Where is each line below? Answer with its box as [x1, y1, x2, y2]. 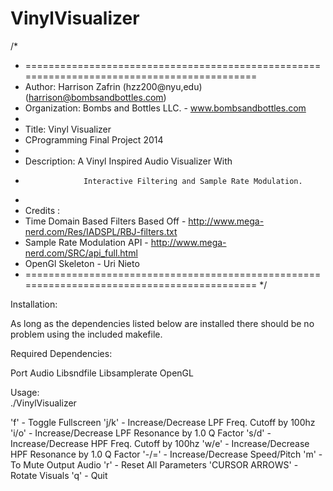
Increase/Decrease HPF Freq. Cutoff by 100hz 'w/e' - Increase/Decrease [10, 437, 310, 449]
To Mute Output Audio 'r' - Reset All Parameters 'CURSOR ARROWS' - [10, 458, 299, 471]
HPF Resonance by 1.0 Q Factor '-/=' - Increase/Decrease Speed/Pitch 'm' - [10, 448, 323, 460]
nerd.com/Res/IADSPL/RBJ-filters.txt [24, 225, 178, 237]
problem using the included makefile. [10, 328, 163, 340]
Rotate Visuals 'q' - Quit [10, 469, 108, 481]
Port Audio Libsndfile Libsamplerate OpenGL [10, 367, 194, 379]
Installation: [10, 298, 58, 310]
